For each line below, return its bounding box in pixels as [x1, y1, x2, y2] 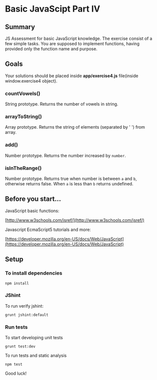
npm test [5, 362, 23, 367]
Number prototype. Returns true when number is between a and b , [5, 176, 137, 182]
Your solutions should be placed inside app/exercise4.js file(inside [5, 73, 139, 79]
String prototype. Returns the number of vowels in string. [5, 101, 118, 107]
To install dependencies [5, 270, 63, 277]
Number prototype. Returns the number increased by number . [5, 152, 126, 158]
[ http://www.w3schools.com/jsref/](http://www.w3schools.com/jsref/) [5, 217, 145, 223]
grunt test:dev [5, 344, 36, 349]
